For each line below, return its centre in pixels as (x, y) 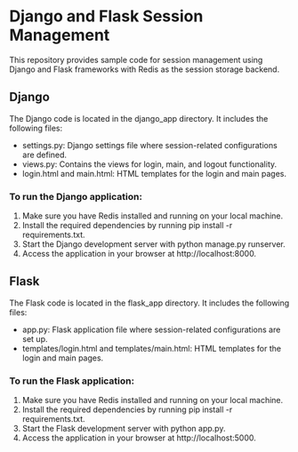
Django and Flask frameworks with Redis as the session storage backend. (145, 69)
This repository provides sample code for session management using (136, 59)
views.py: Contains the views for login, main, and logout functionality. (149, 164)
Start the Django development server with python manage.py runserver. (154, 244)
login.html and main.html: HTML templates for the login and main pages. (154, 173)
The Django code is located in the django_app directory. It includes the (139, 118)
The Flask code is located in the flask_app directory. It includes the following (149, 303)
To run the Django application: (76, 196)
